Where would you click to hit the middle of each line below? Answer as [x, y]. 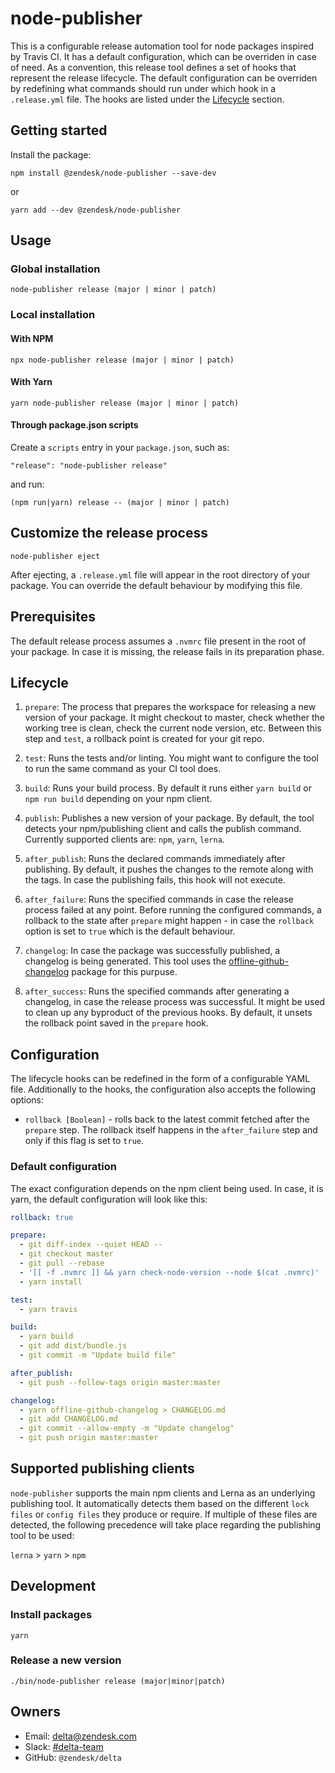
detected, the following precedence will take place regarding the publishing [166, 1524]
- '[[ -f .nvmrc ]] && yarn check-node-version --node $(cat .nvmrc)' [169, 1272]
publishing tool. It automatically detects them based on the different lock [160, 1503]
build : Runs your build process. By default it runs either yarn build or [168, 788]
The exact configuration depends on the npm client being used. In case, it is [167, 1188]
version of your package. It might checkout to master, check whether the [175, 718]
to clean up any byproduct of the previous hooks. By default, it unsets [168, 1013]
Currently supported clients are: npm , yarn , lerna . [124, 839]
